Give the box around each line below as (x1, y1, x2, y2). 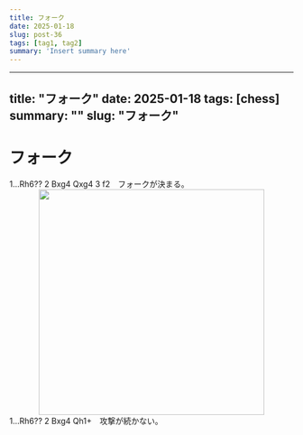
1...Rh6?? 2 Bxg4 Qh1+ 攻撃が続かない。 (9, 416, 163, 427)
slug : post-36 (9, 30, 63, 39)
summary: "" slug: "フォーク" (9, 107, 179, 123)
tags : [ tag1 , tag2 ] (9, 38, 83, 48)
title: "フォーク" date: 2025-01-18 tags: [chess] (9, 91, 280, 106)
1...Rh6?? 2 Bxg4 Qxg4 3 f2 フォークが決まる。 (9, 179, 189, 190)
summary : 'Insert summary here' (9, 47, 131, 56)
